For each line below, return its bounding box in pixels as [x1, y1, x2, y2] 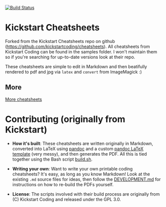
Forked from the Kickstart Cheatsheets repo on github [5, 38, 115, 44]
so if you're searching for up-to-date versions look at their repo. [5, 54, 135, 60]
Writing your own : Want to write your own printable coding [12, 166, 133, 171]
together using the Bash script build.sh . [12, 156, 93, 162]
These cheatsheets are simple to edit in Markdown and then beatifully [5, 63, 147, 69]
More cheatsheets [5, 96, 42, 102]
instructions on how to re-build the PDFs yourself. [12, 181, 114, 187]
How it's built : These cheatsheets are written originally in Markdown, [12, 140, 153, 146]
